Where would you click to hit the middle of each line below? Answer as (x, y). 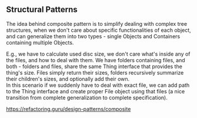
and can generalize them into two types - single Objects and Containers (93, 36)
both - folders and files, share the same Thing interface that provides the (94, 66)
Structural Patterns (42, 10)
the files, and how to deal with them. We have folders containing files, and (96, 60)
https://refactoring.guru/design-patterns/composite (69, 109)
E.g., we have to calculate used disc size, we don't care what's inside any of (98, 54)
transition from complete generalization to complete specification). (87, 97)
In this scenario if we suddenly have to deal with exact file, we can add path (98, 85)
